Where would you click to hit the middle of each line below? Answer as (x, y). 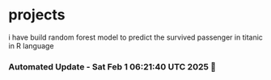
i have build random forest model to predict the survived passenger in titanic (135, 37)
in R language (31, 45)
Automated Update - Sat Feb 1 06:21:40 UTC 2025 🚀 (112, 66)
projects (37, 15)
